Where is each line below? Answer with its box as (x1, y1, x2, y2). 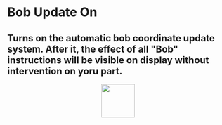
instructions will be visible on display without (7, 54, 209, 66)
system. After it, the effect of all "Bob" (7, 43, 179, 55)
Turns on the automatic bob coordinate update (7, 32, 216, 44)
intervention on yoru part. (7, 65, 123, 77)
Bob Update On (7, 4, 98, 20)
